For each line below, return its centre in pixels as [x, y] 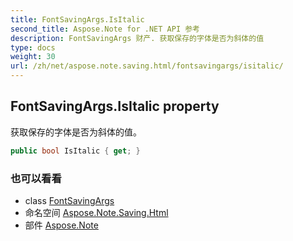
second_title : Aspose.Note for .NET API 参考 [105, 29]
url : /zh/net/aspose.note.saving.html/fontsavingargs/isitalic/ [147, 66]
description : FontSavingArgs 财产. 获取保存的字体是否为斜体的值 [137, 38]
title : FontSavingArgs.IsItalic [77, 19]
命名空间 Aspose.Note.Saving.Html [96, 212]
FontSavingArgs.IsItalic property [115, 106]
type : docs [33, 47]
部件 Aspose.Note [61, 225]
